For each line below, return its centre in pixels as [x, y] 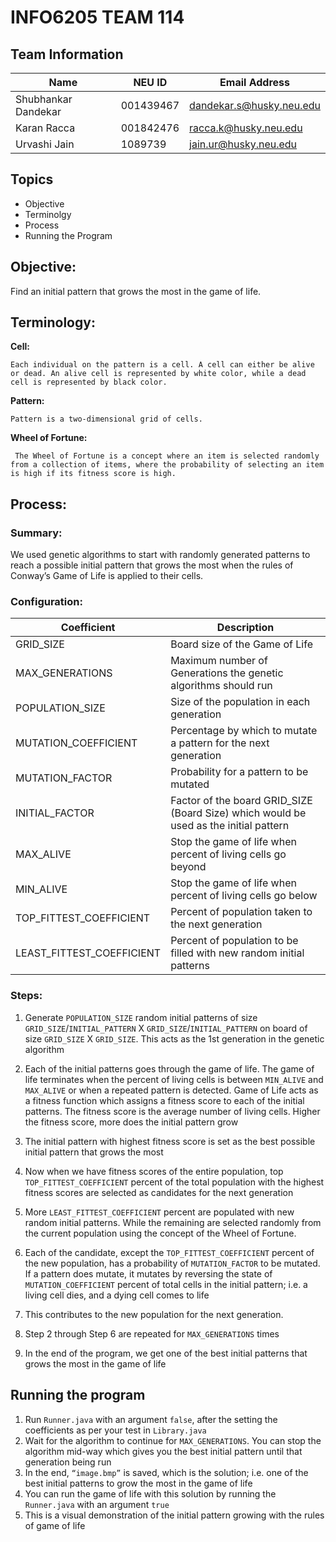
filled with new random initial [237, 953]
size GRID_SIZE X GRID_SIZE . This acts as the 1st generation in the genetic [174, 1038]
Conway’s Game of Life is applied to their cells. [107, 576]
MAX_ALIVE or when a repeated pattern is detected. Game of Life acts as [171, 1090]
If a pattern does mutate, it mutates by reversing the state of [148, 1273]
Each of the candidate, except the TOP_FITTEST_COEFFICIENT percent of [169, 1252]
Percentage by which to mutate [244, 731]
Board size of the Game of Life [241, 644]
